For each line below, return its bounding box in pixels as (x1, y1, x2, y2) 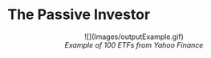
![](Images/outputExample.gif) (84, 32, 184, 41)
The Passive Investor (7, 6, 151, 24)
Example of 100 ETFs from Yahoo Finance (64, 40, 204, 49)
